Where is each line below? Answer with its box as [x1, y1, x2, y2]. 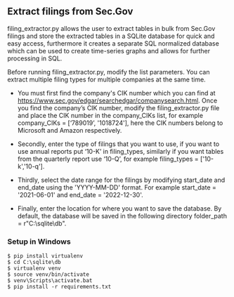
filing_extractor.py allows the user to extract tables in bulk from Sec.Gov [7, 24, 216, 32]
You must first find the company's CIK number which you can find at [17, 88, 216, 97]
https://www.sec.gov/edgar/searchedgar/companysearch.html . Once [17, 96, 218, 105]
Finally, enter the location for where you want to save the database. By [17, 204, 222, 213]
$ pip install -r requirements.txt [7, 284, 112, 291]
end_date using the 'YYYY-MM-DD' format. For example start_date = [17, 183, 216, 192]
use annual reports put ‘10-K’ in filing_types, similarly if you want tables [17, 147, 224, 155]
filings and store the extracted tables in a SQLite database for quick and [7, 32, 215, 40]
